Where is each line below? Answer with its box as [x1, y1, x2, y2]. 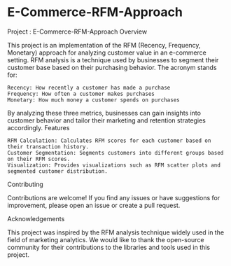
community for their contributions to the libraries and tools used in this [7, 243, 211, 251]
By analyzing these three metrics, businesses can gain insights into [7, 108, 202, 117]
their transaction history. [7, 143, 90, 150]
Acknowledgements [7, 214, 65, 223]
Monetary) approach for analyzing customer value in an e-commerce [7, 48, 206, 57]
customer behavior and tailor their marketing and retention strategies [7, 116, 206, 125]
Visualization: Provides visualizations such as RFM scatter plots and [7, 162, 220, 169]
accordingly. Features [7, 123, 70, 132]
